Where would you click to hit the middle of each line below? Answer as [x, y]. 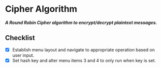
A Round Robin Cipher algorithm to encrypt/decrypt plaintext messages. [81, 23]
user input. [23, 55]
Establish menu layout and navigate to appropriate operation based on [83, 49]
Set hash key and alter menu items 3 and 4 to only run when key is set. [84, 60]
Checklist [20, 38]
